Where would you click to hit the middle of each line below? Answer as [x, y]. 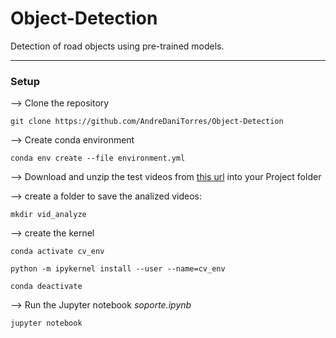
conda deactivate [46, 287]
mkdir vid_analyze [48, 215]
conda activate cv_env [57, 252]
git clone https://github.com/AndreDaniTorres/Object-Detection [147, 122]
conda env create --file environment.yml [98, 158]
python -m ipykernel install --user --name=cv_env [118, 269]
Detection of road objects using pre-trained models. [117, 46]
